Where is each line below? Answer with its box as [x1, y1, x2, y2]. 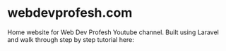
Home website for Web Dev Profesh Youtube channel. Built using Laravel [7, 28, 219, 36]
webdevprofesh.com [7, 5, 133, 21]
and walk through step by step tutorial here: [7, 35, 134, 43]
